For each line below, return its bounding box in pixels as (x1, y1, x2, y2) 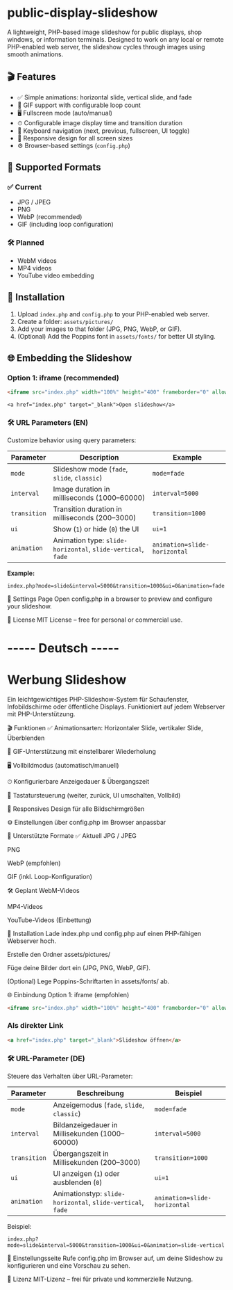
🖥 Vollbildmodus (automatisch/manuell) (7, 761, 119, 769)
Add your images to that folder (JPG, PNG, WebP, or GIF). (17, 325, 182, 333)
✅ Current (7, 182, 42, 192)
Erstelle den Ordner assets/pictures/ (7, 950, 111, 958)
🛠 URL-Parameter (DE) (7, 1054, 85, 1063)
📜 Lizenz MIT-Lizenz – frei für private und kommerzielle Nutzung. (7, 1275, 193, 1283)
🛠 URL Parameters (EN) (7, 418, 89, 428)
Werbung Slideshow (7, 672, 127, 688)
